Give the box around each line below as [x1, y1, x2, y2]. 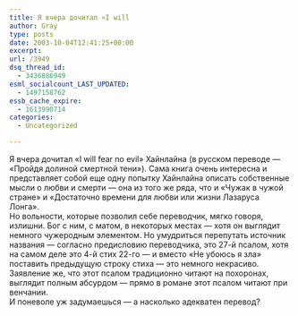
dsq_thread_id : [9, 64, 66, 73]
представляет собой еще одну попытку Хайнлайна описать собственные [9, 173, 290, 184]
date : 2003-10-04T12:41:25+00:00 [9, 38, 134, 47]
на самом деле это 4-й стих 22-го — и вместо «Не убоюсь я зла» [9, 249, 262, 260]
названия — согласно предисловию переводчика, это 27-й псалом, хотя [9, 239, 289, 250]
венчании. [9, 287, 49, 297]
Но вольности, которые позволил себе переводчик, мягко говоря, [9, 211, 264, 221]
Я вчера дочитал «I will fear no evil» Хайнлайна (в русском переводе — [9, 154, 281, 164]
